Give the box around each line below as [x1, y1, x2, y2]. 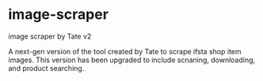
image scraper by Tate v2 [8, 31, 92, 41]
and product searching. [8, 63, 85, 72]
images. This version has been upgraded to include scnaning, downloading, [8, 55, 256, 64]
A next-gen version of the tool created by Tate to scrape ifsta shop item [8, 46, 242, 56]
